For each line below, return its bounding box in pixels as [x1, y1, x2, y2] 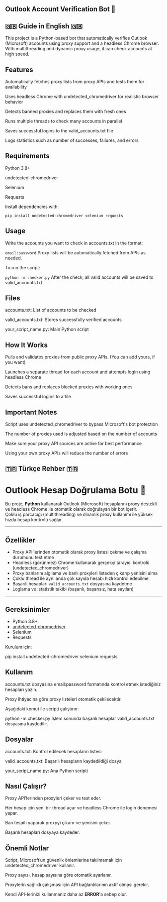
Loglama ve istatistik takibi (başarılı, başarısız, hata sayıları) [12, 586, 134, 592]
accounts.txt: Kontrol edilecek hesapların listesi [5, 748, 102, 754]
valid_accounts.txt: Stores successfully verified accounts [5, 317, 122, 323]
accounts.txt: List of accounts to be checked [5, 307, 97, 313]
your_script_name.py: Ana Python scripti [5, 768, 88, 774]
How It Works [5, 340, 48, 349]
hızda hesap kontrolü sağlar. [5, 517, 63, 523]
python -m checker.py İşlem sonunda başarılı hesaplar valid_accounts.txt [5, 715, 155, 721]
